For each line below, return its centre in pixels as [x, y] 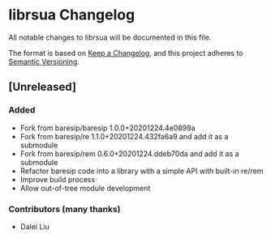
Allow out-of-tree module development [85, 188]
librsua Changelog [72, 15]
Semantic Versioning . [44, 62]
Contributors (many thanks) [65, 209]
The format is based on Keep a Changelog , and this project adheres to [126, 53]
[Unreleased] [43, 87]
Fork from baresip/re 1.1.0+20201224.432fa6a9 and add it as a [124, 136]
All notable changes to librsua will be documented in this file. [110, 37]
